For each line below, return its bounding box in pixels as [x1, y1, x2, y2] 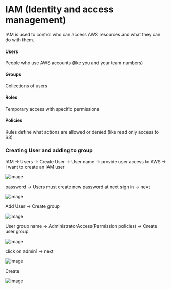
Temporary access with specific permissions [5, 106, 100, 112]
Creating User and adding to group [5, 147, 93, 154]
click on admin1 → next [5, 248, 54, 254]
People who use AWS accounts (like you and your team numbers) [5, 60, 143, 66]
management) [5, 14, 66, 26]
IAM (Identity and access [5, 4, 114, 15]
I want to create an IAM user [5, 164, 65, 170]
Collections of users [5, 83, 47, 89]
